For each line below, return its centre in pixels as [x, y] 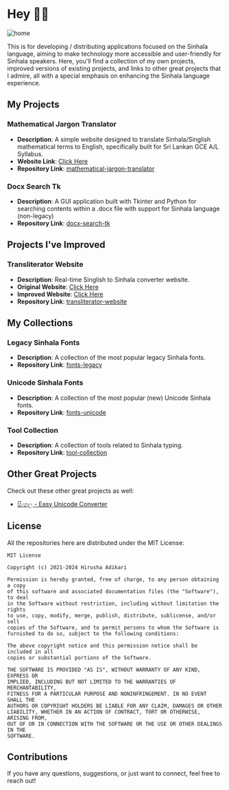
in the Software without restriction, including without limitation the [113, 604]
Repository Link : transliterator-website [72, 301]
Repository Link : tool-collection [62, 452]
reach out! [22, 781]
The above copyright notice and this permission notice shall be [102, 645]
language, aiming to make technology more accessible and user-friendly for [114, 54]
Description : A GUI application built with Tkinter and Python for [107, 201]
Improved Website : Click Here [60, 294]
